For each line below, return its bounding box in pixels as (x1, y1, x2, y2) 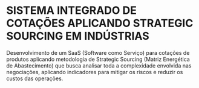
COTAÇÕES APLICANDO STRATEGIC (6, 16, 194, 30)
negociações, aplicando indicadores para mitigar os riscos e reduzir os (6, 68, 183, 75)
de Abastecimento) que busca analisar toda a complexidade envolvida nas (6, 61, 192, 69)
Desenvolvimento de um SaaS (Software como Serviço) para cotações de (6, 49, 190, 56)
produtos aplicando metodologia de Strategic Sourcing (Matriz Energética (6, 55, 191, 63)
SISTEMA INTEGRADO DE (6, 4, 137, 17)
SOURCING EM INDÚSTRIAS (6, 30, 149, 43)
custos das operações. (6, 75, 64, 82)
